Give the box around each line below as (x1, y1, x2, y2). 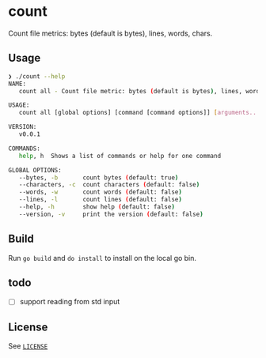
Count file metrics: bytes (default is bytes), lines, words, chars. (8, 28, 213, 38)
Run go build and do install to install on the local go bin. (8, 253, 196, 262)
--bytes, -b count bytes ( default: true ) (18, 173, 179, 182)
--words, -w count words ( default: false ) (18, 188, 182, 196)
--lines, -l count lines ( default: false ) (18, 196, 182, 204)
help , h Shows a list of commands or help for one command (18, 152, 222, 160)
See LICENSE (8, 341, 48, 351)
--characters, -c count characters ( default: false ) (18, 181, 200, 189)
